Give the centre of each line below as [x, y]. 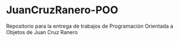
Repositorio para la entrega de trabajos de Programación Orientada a [90, 26]
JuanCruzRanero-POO [62, 10]
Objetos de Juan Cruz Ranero [42, 32]
